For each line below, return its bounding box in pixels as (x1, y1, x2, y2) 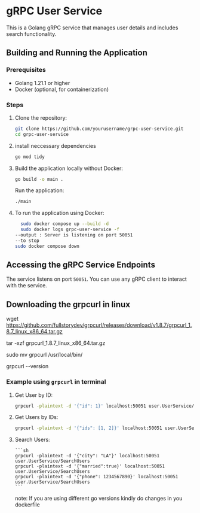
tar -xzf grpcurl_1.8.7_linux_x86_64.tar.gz (6, 339, 106, 347)
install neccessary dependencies (14, 142, 97, 149)
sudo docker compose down (14, 243, 79, 249)
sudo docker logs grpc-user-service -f (20, 226, 120, 233)
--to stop (14, 238, 40, 244)
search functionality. (6, 30, 57, 37)
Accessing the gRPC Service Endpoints (6, 260, 155, 270)
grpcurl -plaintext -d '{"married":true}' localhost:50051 (14, 463, 165, 469)
